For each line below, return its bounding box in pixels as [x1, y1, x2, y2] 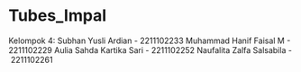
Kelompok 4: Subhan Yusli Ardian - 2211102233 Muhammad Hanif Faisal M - [8, 35, 291, 46]
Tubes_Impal [8, 5, 107, 26]
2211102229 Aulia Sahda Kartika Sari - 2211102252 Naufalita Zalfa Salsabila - [8, 44, 292, 55]
